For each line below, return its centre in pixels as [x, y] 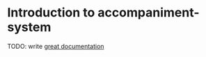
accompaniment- [148, 13]
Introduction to [51, 13]
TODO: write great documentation [56, 46]
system [29, 27]
